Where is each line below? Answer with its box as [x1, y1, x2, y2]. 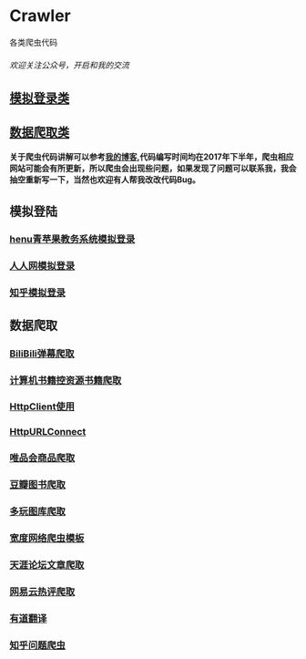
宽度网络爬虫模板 [9, 532, 85, 545]
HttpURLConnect [9, 426, 87, 438]
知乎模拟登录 [9, 286, 66, 299]
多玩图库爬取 [9, 505, 66, 518]
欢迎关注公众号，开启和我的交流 [9, 59, 129, 70]
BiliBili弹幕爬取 [9, 347, 75, 360]
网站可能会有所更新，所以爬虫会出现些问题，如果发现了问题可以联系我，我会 [9, 163, 297, 174]
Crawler [9, 5, 71, 26]
